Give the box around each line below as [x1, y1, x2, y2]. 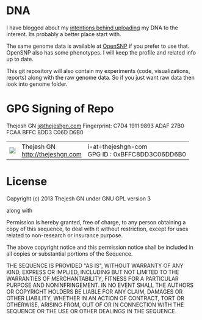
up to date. [6, 55, 34, 63]
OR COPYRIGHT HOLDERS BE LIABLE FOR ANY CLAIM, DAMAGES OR [6, 288, 183, 295]
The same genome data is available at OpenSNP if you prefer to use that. [6, 42, 190, 50]
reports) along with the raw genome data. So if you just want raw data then [6, 74, 195, 81]
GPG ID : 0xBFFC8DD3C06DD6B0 [87, 150, 186, 158]
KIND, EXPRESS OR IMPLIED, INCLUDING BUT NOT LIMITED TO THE [6, 268, 179, 276]
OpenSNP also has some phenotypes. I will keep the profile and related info [6, 48, 197, 56]
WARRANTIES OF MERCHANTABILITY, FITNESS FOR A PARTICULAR [6, 275, 179, 282]
